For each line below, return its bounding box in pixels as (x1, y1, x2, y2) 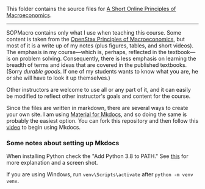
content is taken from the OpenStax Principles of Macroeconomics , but (6, 36, 185, 43)
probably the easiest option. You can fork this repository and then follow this (6, 117, 199, 124)
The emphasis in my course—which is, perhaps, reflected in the (6, 49, 167, 55)
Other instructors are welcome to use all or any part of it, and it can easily (6, 86, 191, 93)
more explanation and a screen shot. (6, 159, 98, 167)
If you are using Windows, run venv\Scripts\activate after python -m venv (6, 171, 193, 178)
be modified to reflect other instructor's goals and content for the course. (6, 92, 191, 100)
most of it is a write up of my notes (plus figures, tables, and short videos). (6, 42, 194, 49)
